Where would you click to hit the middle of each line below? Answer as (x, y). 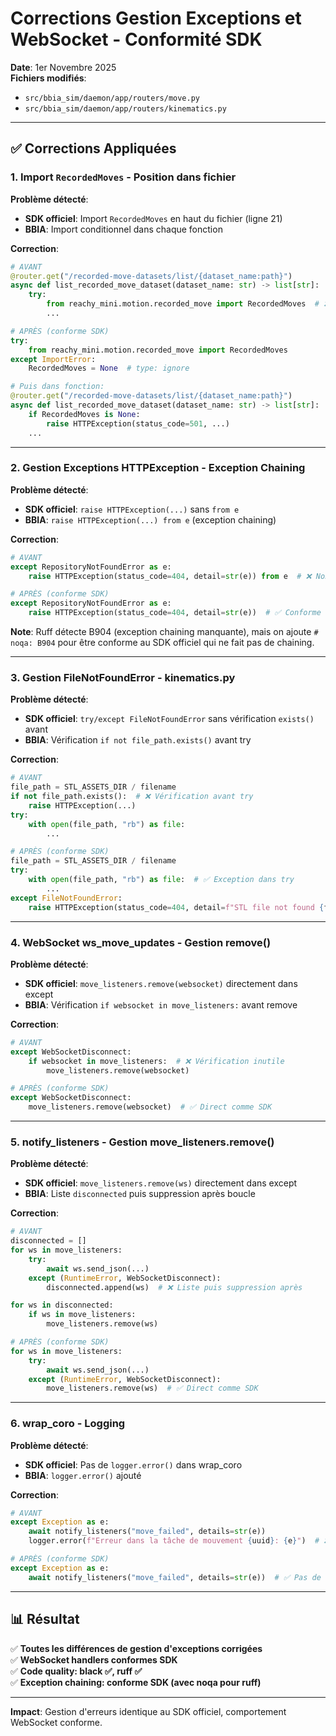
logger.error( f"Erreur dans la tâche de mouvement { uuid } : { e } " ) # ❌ (179, 1541)
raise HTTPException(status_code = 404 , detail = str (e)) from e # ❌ (170, 576)
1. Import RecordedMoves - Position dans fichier (123, 177)
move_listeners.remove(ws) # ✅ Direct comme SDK (152, 1388)
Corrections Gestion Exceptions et (156, 18)
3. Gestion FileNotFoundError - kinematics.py (123, 677)
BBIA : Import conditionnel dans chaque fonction (123, 229)
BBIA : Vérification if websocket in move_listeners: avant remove (161, 1004)
